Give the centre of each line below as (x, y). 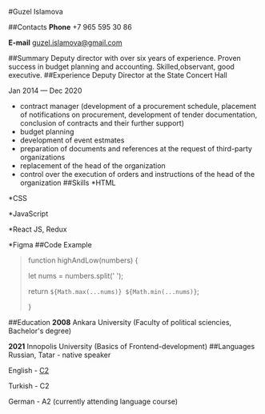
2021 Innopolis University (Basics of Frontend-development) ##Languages (132, 346)
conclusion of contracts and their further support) (102, 123)
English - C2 (29, 370)
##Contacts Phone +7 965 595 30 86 (70, 27)
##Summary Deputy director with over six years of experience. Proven (125, 58)
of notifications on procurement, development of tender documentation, (139, 115)
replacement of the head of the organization (92, 166)
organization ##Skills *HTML (68, 183)
